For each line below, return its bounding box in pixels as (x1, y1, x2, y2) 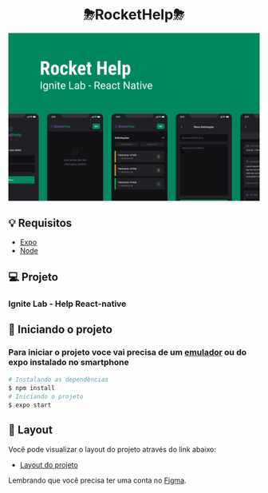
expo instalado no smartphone (8, 357, 129, 368)
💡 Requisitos (8, 217, 73, 229)
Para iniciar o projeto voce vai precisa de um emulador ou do (8, 347, 247, 358)
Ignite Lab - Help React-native (8, 298, 127, 309)
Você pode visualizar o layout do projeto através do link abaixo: (8, 444, 217, 454)
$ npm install (8, 384, 56, 392)
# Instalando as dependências (8, 376, 109, 384)
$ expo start (8, 401, 52, 409)
